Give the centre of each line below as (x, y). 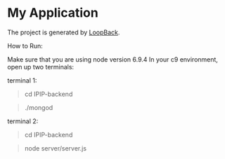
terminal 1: (22, 80)
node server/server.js (55, 148)
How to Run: (25, 46)
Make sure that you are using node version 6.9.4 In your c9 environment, (112, 59)
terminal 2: (23, 121)
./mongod (39, 107)
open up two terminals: (41, 67)
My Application (53, 13)
